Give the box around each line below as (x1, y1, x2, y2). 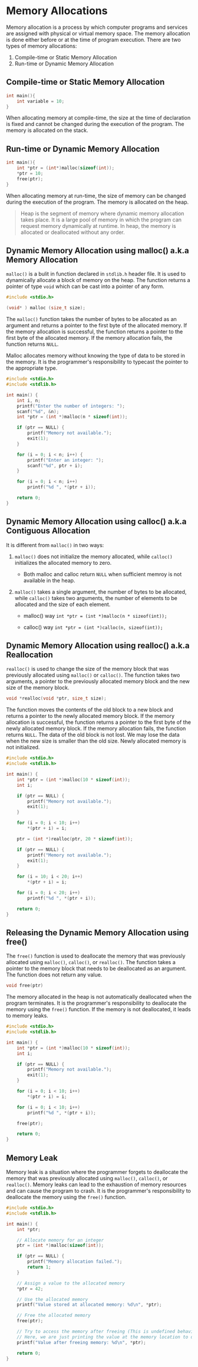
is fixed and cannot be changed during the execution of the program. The (6, 121, 184, 128)
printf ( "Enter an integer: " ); (27, 457, 104, 463)
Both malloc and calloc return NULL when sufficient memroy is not (23, 570, 182, 578)
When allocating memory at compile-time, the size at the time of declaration (6, 114, 191, 121)
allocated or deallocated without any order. (20, 229, 125, 236)
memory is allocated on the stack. (6, 127, 88, 134)
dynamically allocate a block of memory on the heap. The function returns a (6, 277, 190, 284)
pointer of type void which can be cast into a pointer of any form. (6, 283, 164, 290)
